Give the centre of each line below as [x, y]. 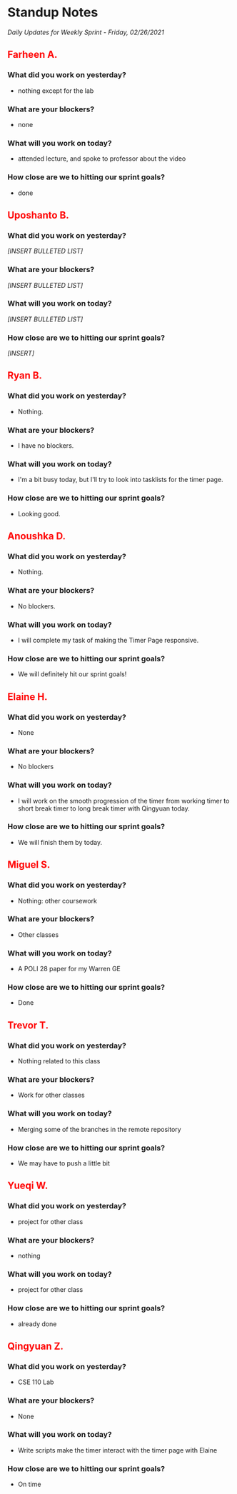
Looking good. [39, 513]
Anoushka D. [37, 536]
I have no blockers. [46, 446]
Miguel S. [29, 865]
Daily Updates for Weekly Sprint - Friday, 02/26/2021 [86, 32]
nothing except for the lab [56, 91]
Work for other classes [51, 1095]
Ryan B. [25, 376]
